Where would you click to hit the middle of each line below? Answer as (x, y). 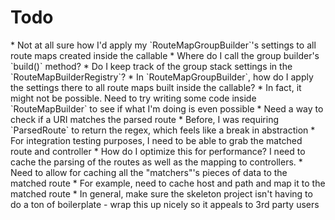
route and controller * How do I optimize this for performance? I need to (158, 151)
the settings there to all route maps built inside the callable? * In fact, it (156, 87)
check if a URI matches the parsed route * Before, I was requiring (144, 119)
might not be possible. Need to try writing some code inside (133, 98)
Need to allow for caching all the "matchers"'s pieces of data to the (149, 172)
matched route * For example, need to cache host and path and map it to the (168, 183)
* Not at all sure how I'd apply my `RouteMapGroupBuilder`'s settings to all (163, 45)
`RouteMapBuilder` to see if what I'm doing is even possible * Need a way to (167, 108)
